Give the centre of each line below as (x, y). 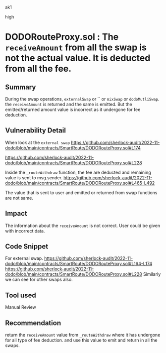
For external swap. (24, 258)
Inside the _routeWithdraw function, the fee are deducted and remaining (78, 172)
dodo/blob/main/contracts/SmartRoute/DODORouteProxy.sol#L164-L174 (79, 264)
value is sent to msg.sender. (34, 177)
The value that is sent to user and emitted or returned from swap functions (81, 192)
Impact (16, 214)
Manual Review (21, 307)
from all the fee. (38, 69)
